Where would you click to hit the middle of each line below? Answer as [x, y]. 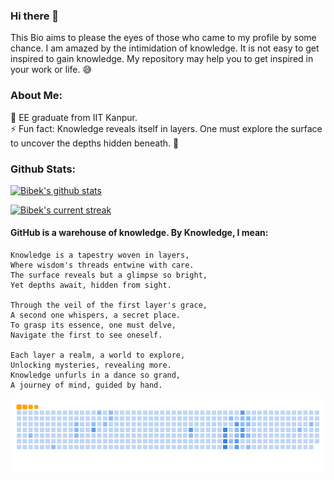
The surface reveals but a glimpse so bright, [109, 275]
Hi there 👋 [35, 16]
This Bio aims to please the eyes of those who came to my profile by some [163, 38]
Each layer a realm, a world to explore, [98, 355]
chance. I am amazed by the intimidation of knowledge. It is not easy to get [165, 48]
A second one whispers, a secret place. [96, 315]
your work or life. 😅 [51, 70]
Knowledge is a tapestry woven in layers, [100, 255]
